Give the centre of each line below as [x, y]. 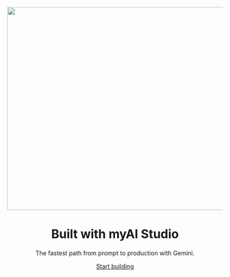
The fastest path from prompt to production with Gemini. [115, 253]
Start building [115, 266]
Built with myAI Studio [115, 234]
